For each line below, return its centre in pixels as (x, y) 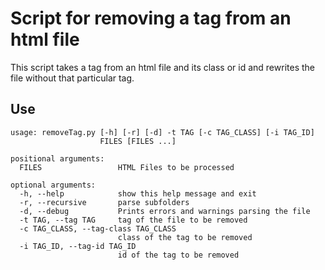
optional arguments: (53, 185)
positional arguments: (57, 158)
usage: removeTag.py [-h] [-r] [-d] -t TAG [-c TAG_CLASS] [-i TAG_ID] (162, 132)
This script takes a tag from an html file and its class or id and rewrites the (162, 67)
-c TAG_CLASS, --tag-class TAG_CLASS (98, 228)
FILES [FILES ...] (138, 141)
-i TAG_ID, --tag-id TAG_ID (78, 246)
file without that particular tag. (72, 78)
